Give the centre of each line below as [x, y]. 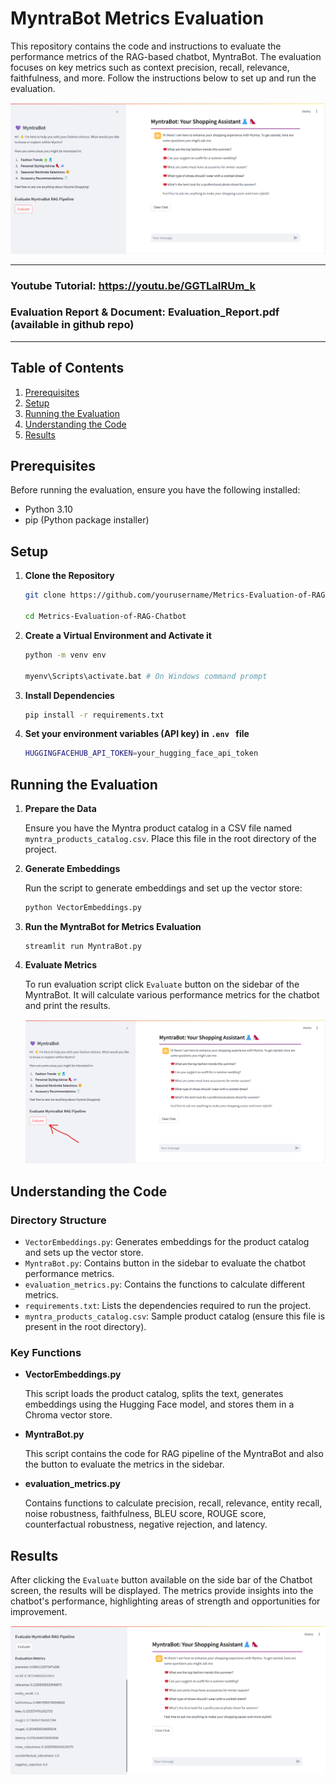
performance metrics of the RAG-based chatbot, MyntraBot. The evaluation [166, 56]
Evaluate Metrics [61, 964]
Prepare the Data [60, 809]
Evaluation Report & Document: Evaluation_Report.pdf [145, 312]
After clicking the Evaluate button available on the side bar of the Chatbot [161, 1579]
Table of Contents [67, 368]
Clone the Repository [69, 576]
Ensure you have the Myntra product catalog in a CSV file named [158, 828]
